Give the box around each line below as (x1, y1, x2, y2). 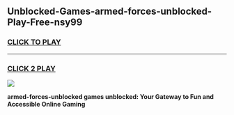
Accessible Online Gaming (7, 100, 86, 108)
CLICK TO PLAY (7, 38, 61, 47)
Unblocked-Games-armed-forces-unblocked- (7, 6, 212, 17)
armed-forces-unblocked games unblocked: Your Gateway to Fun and (7, 92, 214, 100)
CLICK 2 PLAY (7, 63, 56, 73)
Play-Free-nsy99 (7, 17, 83, 29)
